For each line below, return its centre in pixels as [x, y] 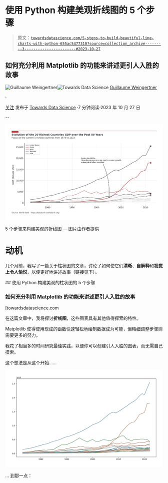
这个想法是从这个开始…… [31, 362]
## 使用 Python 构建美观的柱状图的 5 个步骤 [50, 282]
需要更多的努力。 [23, 335]
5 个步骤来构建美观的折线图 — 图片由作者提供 [52, 229]
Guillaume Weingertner [133, 87]
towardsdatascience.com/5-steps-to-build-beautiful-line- [92, 38]
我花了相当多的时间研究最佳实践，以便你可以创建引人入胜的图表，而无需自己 [84, 345]
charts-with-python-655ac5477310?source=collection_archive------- [89, 44]
